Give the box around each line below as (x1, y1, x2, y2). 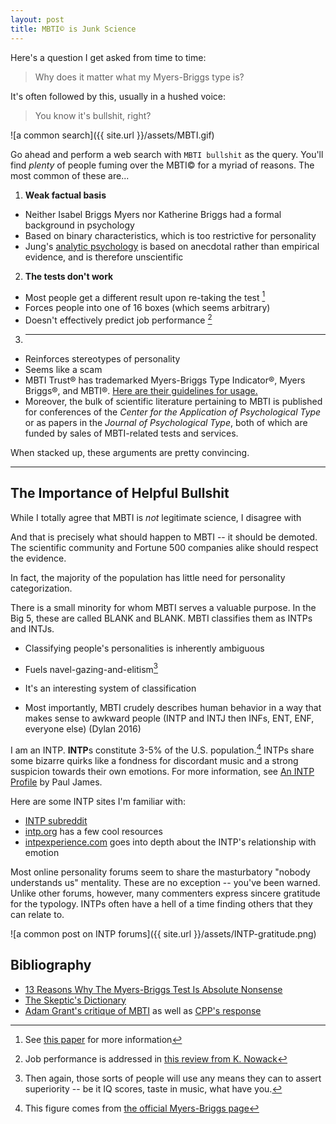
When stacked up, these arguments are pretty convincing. (10, 446, 250, 458)
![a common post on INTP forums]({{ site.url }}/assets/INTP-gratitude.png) (10, 927, 317, 940)
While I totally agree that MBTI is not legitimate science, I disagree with (10, 511, 302, 523)
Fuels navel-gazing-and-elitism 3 (24, 661, 159, 675)
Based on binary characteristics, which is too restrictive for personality (24, 229, 317, 241)
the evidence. (10, 552, 67, 564)
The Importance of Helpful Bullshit (10, 485, 230, 502)
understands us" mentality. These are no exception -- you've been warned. (10, 876, 321, 888)
